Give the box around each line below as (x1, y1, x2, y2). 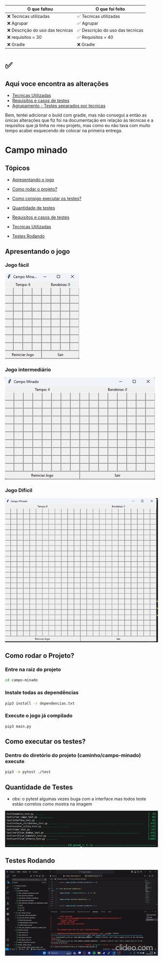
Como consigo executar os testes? (12, 195, 81, 201)
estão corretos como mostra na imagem (12, 801, 92, 807)
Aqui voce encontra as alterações (5, 80, 109, 88)
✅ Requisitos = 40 (77, 34, 114, 40)
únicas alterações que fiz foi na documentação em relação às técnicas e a (5, 117, 154, 123)
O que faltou (27, 6, 53, 12)
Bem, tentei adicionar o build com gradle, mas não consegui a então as (5, 112, 147, 118)
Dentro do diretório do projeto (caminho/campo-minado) (5, 752, 141, 759)
